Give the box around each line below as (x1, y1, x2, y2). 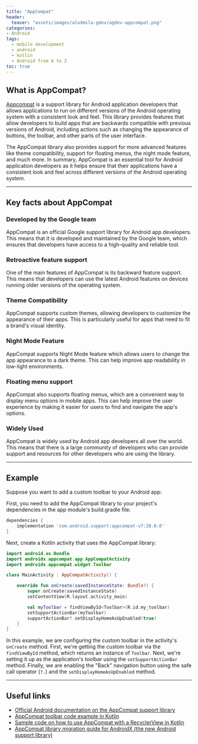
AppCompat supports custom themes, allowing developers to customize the (6, 310, 191, 317)
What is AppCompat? (6, 85, 87, 95)
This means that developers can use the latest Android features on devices (6, 275, 189, 283)
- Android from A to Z (11, 58, 67, 64)
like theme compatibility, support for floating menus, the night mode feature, (6, 150, 192, 157)
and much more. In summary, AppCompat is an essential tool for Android (6, 156, 183, 163)
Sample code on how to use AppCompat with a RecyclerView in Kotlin (14, 719, 184, 726)
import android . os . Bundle (6, 550, 70, 557)
